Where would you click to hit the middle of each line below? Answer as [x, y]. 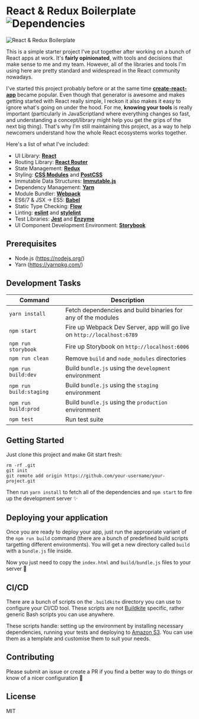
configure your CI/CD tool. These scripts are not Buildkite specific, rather [95, 608]
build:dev [23, 375]
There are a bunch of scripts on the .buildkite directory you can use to [94, 602]
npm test [21, 419]
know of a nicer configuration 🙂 [44, 678]
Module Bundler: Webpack [48, 193]
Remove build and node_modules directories [126, 358]
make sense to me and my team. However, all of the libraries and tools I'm [96, 64]
